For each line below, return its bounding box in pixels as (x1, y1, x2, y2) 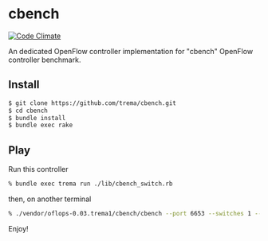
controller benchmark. (8, 55, 81, 64)
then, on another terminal (8, 194, 92, 204)
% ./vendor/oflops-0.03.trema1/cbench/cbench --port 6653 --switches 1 (8, 209, 251, 217)
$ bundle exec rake (8, 121, 73, 130)
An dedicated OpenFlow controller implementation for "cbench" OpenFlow (8, 46, 254, 56)
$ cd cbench (8, 107, 48, 115)
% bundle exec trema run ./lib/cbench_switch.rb (8, 180, 173, 188)
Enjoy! (8, 224, 30, 233)
